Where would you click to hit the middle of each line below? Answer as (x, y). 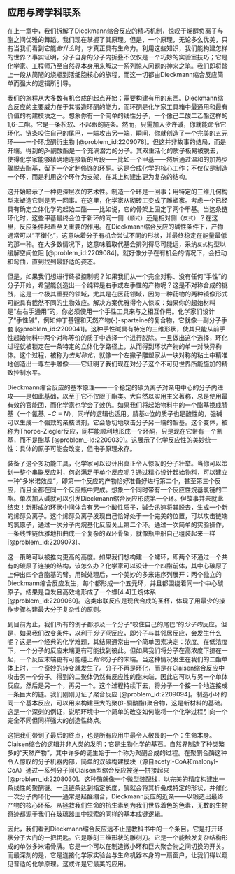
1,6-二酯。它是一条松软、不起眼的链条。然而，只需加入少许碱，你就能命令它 (117, 124)
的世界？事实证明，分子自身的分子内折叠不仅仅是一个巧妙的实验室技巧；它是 (117, 57)
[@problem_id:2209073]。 (45, 542)
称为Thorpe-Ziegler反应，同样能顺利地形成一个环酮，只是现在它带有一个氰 (115, 431)
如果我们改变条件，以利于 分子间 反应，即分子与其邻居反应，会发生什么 (120, 633)
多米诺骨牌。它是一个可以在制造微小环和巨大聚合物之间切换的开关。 (129, 846)
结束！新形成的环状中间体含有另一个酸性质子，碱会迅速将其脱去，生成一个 (114, 507)
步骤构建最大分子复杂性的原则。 (59, 609)
